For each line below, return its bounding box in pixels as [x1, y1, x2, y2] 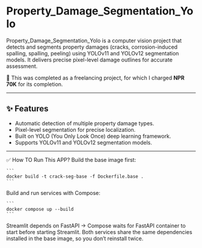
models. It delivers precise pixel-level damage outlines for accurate [6, 56, 173, 63]
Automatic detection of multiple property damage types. [14, 119, 155, 127]
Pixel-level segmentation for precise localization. [14, 126, 136, 133]
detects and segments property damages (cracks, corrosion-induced [6, 43, 178, 51]
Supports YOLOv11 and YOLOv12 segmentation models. [14, 138, 152, 146]
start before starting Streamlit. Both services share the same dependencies [6, 228, 192, 235]
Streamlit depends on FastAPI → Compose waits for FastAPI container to [6, 222, 186, 229]
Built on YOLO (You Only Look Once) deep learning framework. [14, 132, 171, 140]
